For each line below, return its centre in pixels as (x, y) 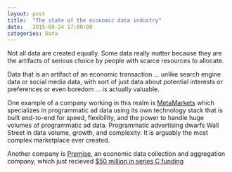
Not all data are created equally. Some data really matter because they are (115, 53)
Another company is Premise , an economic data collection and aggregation (116, 154)
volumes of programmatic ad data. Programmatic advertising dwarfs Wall (113, 125)
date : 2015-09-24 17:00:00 (50, 27)
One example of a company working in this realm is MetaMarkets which (111, 103)
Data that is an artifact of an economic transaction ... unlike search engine (114, 74)
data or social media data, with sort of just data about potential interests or (115, 82)
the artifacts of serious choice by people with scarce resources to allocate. (116, 61)
